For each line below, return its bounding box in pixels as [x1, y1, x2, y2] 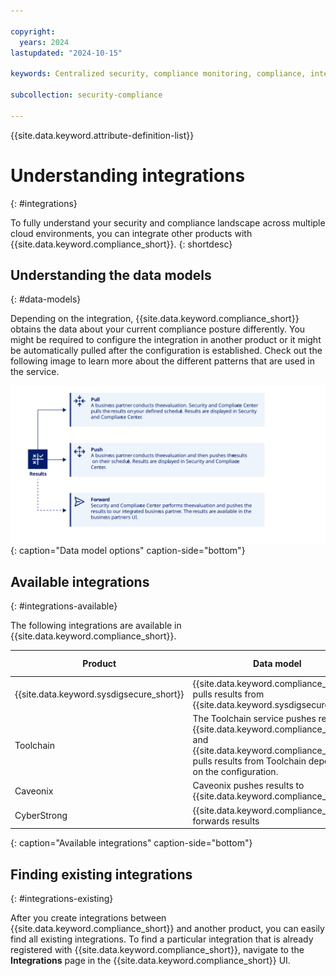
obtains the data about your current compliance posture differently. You [10, 323, 306, 335]
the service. [10, 366, 60, 378]
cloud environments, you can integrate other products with [10, 227, 253, 239]
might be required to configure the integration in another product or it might [10, 334, 322, 346]
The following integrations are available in [10, 620, 182, 632]
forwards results [192, 815, 260, 827]
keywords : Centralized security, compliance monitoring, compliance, [10, 69, 307, 79]
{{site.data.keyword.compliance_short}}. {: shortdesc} [10, 238, 233, 250]
